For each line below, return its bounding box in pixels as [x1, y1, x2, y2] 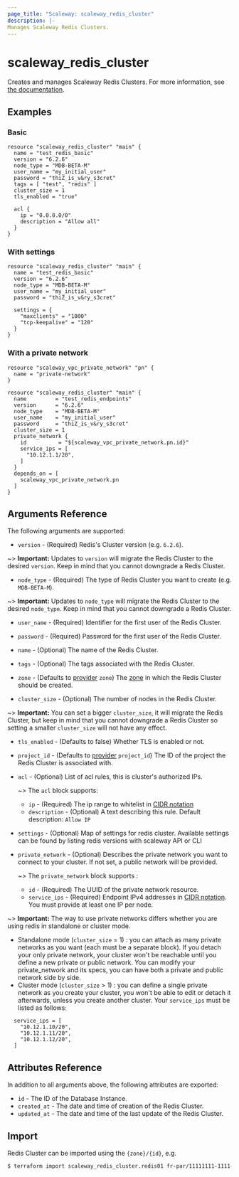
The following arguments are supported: [7, 527, 126, 536]
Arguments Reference [7, 508, 108, 520]
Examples [7, 106, 52, 118]
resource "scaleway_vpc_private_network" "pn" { [7, 364, 154, 371]
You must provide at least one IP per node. [28, 900, 154, 909]
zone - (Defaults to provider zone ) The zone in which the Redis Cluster [17, 673, 222, 682]
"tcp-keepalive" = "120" [20, 319, 94, 326]
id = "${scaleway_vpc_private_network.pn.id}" [20, 439, 190, 446]
